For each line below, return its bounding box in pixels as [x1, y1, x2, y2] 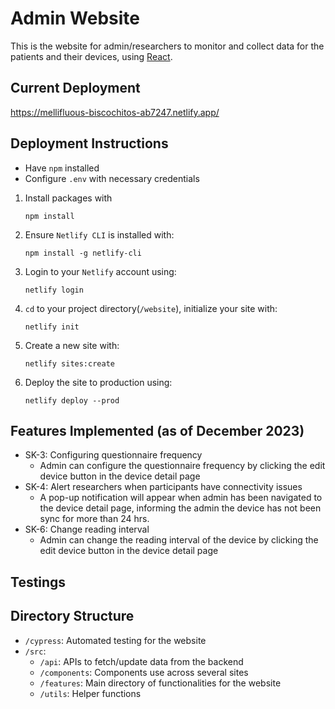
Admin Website [10, 7, 141, 30]
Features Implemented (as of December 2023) [10, 422, 305, 439]
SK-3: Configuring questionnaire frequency [24, 449, 203, 461]
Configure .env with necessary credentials [24, 172, 200, 184]
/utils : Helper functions [39, 687, 142, 699]
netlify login [24, 285, 84, 295]
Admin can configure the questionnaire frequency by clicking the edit [39, 460, 326, 472]
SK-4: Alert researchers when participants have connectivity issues [24, 481, 303, 493]
